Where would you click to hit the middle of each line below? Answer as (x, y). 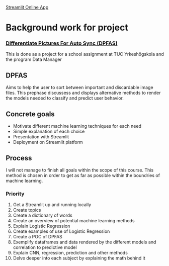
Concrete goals (30, 114)
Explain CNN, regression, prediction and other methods (70, 253)
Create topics (27, 210)
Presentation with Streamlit (41, 137)
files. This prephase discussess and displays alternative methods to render (83, 93)
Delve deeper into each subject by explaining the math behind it (79, 258)
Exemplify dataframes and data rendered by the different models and (84, 242)
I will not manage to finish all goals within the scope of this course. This (80, 170)
